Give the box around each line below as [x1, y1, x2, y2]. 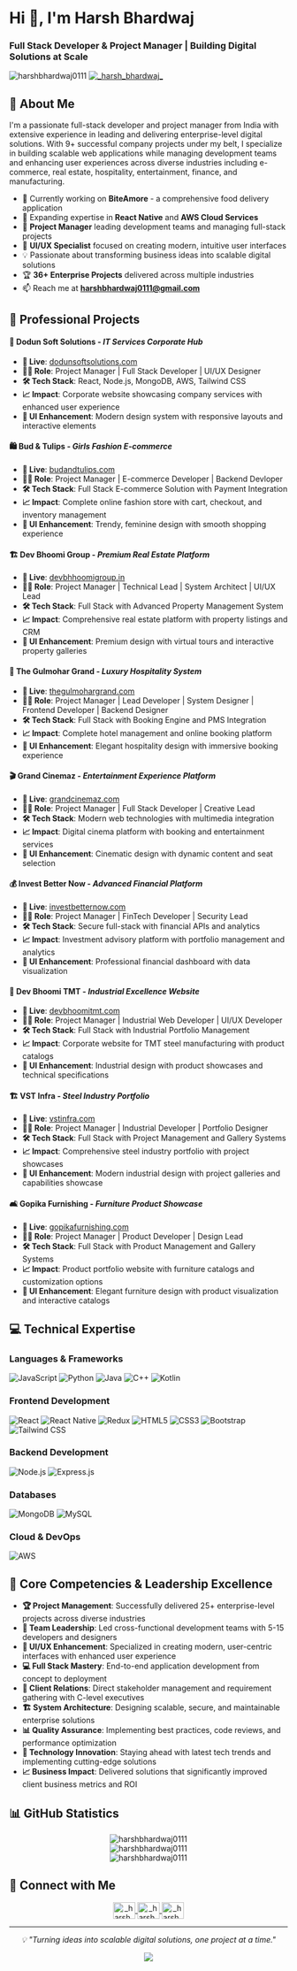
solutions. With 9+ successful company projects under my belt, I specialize [9, 139, 283, 150]
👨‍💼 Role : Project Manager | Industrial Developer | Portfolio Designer [21, 1123, 269, 1133]
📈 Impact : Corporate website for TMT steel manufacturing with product [21, 1039, 285, 1049]
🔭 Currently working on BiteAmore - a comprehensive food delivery [21, 194, 270, 204]
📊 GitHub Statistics [9, 1806, 119, 1821]
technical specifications [21, 1070, 109, 1080]
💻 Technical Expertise [9, 1322, 136, 1337]
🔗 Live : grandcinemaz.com [21, 794, 120, 804]
